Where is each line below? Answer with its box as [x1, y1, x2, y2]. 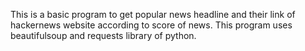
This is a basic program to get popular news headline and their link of [10, 9, 296, 20]
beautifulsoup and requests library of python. [10, 30, 197, 41]
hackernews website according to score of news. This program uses [10, 19, 293, 31]
